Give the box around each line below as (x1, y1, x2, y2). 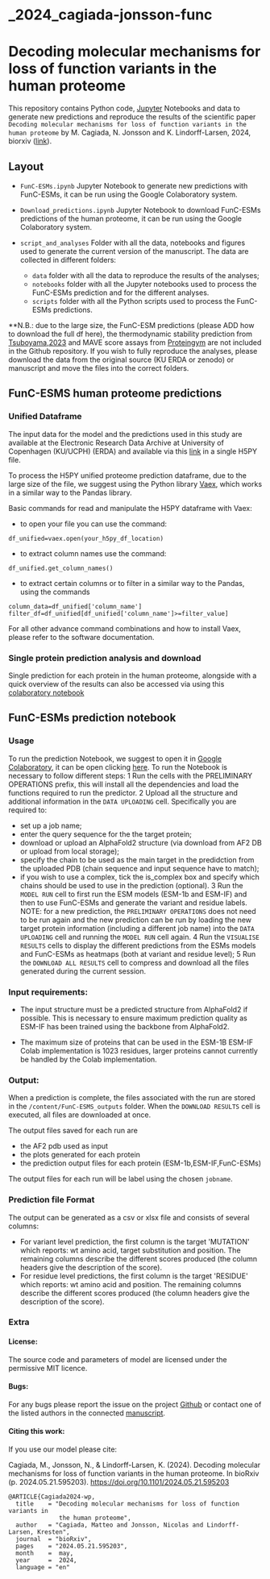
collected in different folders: (19, 255, 117, 264)
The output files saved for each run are (8, 1126, 139, 1136)
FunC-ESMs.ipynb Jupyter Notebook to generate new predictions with (19, 181, 248, 190)
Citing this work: (8, 1427, 65, 1436)
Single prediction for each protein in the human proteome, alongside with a (8, 671, 257, 680)
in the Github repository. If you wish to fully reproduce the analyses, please (8, 346, 258, 355)
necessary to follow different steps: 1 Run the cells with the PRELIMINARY (8, 771, 253, 780)
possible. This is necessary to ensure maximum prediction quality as (19, 1013, 247, 1023)
